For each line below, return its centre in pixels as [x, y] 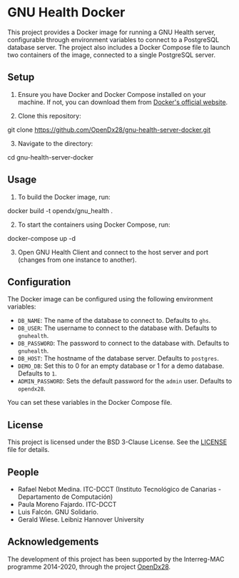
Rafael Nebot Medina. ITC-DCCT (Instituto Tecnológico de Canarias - [119, 489]
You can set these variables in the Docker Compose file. [90, 403]
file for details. [29, 450]
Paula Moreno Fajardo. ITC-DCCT [67, 504]
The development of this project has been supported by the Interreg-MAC [116, 559]
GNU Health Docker [66, 12]
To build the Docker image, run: [64, 197]
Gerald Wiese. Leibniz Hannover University [81, 520]
